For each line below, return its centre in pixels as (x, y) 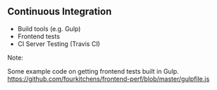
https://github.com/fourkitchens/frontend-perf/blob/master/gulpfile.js (108, 79)
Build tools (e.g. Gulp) (49, 28)
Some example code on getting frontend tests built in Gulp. (93, 71)
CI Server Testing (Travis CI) (59, 44)
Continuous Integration (59, 12)
